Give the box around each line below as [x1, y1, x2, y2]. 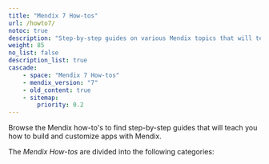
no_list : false [8, 49, 59, 57]
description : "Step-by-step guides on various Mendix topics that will [8, 34, 252, 42]
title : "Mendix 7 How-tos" [8, 11, 98, 20]
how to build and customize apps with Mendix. [8, 131, 162, 141]
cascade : [8, 64, 38, 72]
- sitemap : [22, 94, 59, 102]
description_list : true [8, 57, 88, 65]
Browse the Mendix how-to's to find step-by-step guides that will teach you [8, 123, 258, 133]
